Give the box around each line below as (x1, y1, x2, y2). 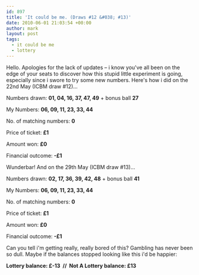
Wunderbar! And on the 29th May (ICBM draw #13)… (6, 163, 135, 170)
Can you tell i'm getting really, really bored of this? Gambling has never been (6, 244, 193, 251)
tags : (6, 36, 20, 42)
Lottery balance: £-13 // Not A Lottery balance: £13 (6, 262, 137, 269)
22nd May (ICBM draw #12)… (6, 83, 78, 90)
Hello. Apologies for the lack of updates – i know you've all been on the (6, 64, 180, 71)
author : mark (6, 25, 39, 32)
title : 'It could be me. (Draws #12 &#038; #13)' (6, 14, 132, 20)
